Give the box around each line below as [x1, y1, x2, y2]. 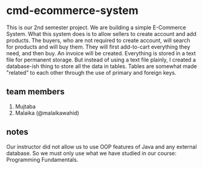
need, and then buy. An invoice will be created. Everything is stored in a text [6, 49, 196, 57]
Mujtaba [15, 103, 36, 110]
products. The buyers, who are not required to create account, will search [6, 36, 191, 44]
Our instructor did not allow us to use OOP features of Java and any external [6, 143, 197, 150]
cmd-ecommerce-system [6, 4, 139, 18]
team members [6, 86, 65, 97]
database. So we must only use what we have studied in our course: [6, 150, 177, 157]
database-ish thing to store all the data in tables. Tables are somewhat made [6, 62, 197, 70]
